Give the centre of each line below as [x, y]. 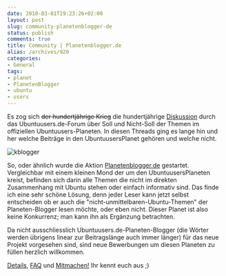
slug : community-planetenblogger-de [60, 26]
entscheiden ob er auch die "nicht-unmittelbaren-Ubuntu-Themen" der [108, 202]
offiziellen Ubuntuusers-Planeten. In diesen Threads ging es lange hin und [113, 131]
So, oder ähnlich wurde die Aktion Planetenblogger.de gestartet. [98, 165]
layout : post [26, 20]
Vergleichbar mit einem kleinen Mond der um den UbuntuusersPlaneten [109, 172]
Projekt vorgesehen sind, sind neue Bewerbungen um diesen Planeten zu [111, 245]
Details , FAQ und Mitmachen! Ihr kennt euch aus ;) [78, 265]
